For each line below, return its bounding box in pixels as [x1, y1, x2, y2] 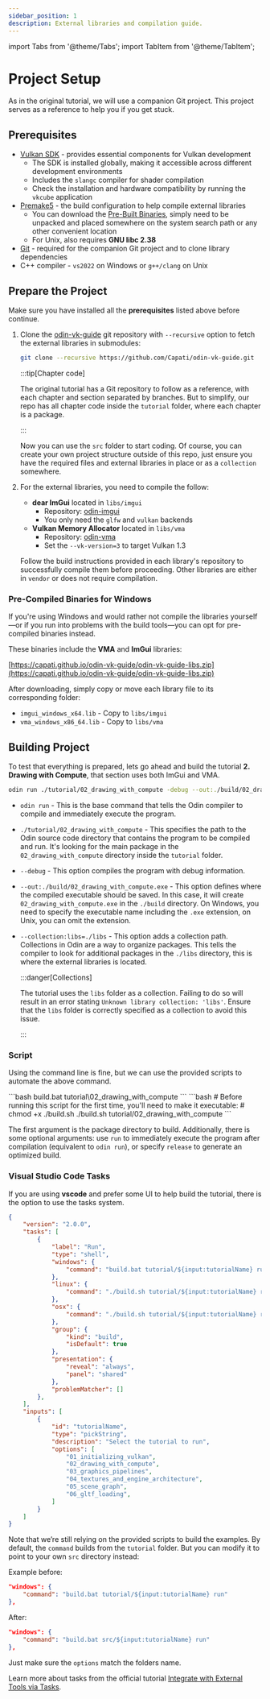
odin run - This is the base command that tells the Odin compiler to [19, 800, 243, 810]
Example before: [8, 1568, 63, 1577]
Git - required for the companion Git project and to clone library [19, 243, 231, 254]
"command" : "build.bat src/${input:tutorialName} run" [22, 1635, 211, 1643]
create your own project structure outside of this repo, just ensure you [19, 449, 253, 459]
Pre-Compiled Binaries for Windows [8, 593, 152, 604]
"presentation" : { [51, 1355, 113, 1364]
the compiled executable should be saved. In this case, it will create [19, 889, 244, 899]
